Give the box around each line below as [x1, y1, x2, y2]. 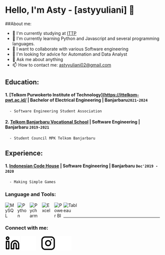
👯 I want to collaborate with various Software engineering [12, 46, 129, 52]
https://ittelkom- [104, 92, 139, 97]
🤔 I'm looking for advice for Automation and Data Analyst [12, 51, 128, 57]
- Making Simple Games [9, 180, 56, 185]
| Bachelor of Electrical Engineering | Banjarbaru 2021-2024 [27, 97, 148, 103]
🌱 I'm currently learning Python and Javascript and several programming [12, 35, 160, 41]
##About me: [5, 21, 32, 27]
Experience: [5, 149, 43, 158]
